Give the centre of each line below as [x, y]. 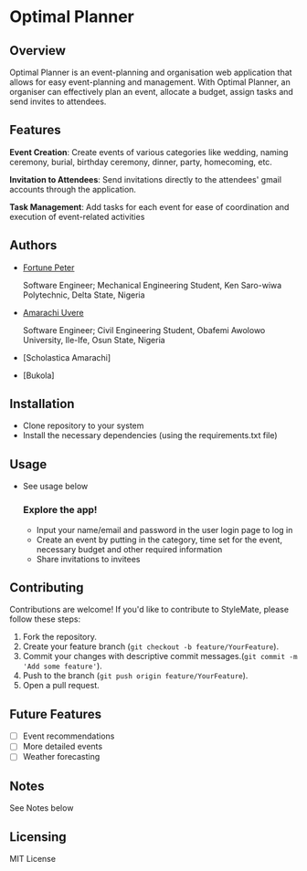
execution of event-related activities [77, 216]
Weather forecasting [61, 757]
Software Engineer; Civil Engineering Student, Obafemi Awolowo [144, 330]
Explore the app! [60, 510]
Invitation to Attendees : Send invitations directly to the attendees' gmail [145, 179]
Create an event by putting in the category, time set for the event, [159, 540]
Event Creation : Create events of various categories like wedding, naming [149, 152]
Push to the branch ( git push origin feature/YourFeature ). [135, 676]
